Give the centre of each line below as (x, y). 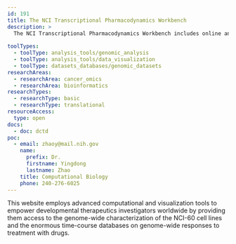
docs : (15, 124)
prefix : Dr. (43, 157)
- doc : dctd (31, 131)
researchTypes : (29, 92)
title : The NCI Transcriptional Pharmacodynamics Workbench (97, 20)
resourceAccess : (31, 111)
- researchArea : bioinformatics (61, 86)
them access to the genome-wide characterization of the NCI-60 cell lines (115, 218)
